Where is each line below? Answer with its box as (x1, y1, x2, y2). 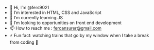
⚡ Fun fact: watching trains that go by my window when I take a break (9, 33, 149, 38)
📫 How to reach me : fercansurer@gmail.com (9, 25, 102, 31)
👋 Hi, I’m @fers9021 (9, 5, 50, 10)
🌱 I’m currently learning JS (9, 15, 63, 20)
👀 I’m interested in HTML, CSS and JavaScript (9, 10, 102, 15)
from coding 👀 (9, 39, 38, 45)
